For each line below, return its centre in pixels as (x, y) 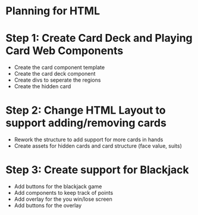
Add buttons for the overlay (48, 205)
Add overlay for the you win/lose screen (63, 199)
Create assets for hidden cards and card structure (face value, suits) (98, 146)
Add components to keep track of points (64, 193)
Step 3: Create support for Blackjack (98, 170)
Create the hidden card (43, 86)
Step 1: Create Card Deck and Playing (99, 38)
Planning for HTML (53, 11)
